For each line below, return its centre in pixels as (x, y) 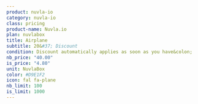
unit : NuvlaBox (26, 69)
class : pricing (26, 23)
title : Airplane (27, 40)
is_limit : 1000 (26, 92)
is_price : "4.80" (28, 63)
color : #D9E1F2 (26, 75)
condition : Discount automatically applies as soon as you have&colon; (99, 52)
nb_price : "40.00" (30, 58)
